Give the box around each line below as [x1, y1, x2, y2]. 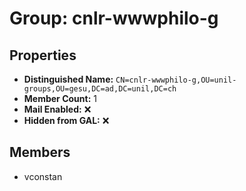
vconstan [23, 170, 63, 182]
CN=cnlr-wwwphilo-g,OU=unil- [115, 75, 237, 85]
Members [9, 144, 71, 161]
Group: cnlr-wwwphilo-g [9, 7, 219, 30]
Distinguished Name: [23, 73, 114, 85]
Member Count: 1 [23, 93, 97, 104]
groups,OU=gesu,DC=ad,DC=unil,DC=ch [23, 84, 177, 94]
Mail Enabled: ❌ [23, 103, 92, 115]
